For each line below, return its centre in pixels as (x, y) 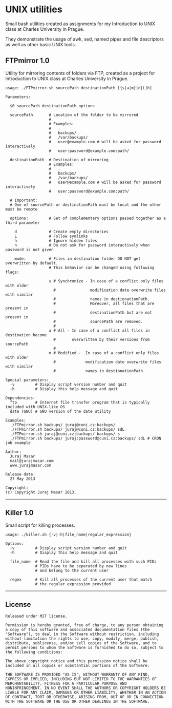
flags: (12, 272)
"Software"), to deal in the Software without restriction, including (82, 634)
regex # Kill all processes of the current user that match (81, 579)
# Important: (24, 200)
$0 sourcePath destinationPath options (52, 106)
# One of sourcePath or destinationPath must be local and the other (85, 205)
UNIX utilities (34, 9)
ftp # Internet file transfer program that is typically (80, 402)
